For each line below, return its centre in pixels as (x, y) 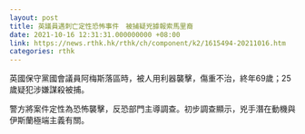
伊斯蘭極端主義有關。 (49, 120)
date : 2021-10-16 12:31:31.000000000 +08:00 (95, 34)
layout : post (34, 18)
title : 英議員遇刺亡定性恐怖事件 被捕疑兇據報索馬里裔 (101, 26)
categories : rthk (42, 52)
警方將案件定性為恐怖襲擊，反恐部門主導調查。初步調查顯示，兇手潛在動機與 (152, 109)
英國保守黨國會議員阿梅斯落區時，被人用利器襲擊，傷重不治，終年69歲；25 (151, 79)
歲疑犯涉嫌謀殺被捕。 (49, 90)
